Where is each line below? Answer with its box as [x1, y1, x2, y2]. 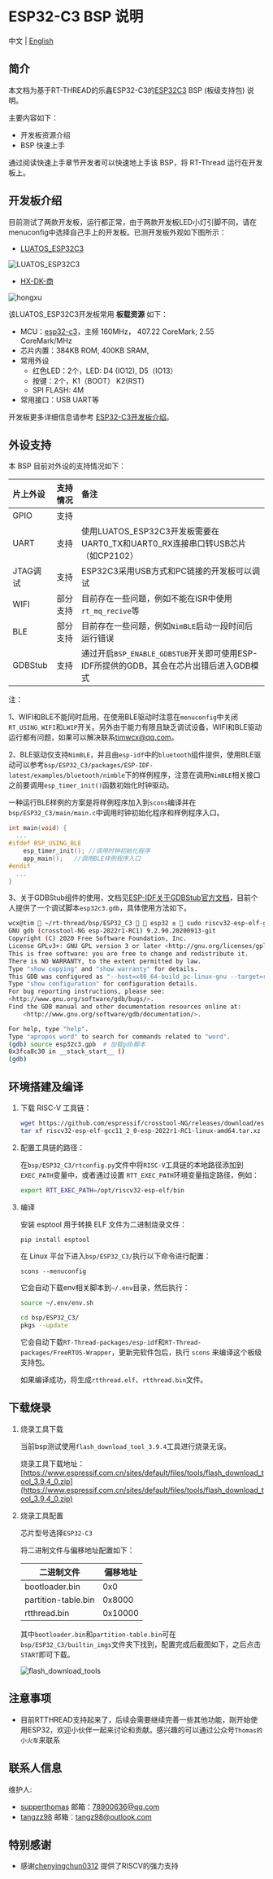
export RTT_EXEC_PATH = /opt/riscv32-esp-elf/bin [19, 1186, 184, 1194]
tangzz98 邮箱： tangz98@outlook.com [19, 1811, 152, 1821]
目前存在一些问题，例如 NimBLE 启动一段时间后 [80, 621, 253, 632]
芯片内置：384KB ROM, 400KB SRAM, [19, 345, 149, 355]
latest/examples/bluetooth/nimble [8, 771, 126, 780]
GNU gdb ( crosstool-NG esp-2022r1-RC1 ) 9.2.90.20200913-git [8, 927, 217, 935]
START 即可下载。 [19, 1649, 75, 1659]
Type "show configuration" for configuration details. [8, 980, 198, 988]
